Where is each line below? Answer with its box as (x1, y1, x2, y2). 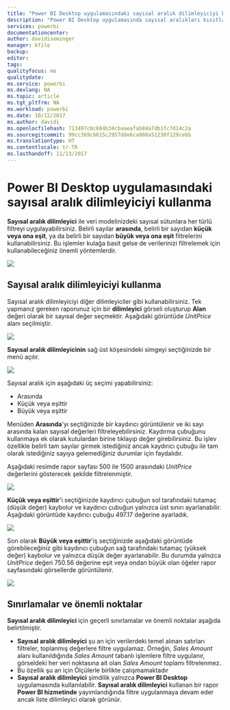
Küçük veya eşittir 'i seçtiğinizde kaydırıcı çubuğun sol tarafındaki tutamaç (7, 495, 217, 504)
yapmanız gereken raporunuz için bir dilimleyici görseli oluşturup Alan (7, 305, 207, 313)
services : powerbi (7, 23, 60, 29)
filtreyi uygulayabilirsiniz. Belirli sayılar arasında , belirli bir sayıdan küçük (7, 224, 212, 233)
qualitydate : (7, 73, 44, 81)
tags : (7, 61, 23, 68)
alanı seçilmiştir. (7, 319, 53, 327)
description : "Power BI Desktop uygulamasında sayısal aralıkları (7, 16, 201, 23)
